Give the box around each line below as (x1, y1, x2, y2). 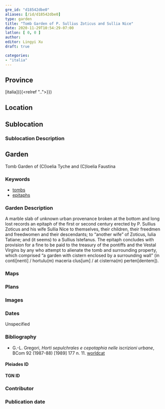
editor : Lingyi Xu (5, 40, 43, 45)
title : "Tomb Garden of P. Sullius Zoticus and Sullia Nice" (5, 21, 134, 26)
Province (5, 76, 34, 84)
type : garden (5, 16, 32, 21)
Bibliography (5, 333, 37, 340)
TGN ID (5, 372, 20, 378)
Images (5, 297, 24, 304)
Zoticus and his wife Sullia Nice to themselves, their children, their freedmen (5, 226, 161, 232)
